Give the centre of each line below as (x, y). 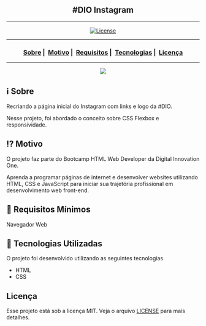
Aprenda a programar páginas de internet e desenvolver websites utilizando (102, 177)
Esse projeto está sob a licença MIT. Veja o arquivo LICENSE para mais (96, 311)
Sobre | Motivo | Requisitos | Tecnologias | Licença (103, 52)
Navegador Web (27, 224)
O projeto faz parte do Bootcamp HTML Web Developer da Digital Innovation (103, 158)
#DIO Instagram (103, 10)
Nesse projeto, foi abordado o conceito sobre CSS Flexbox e (83, 118)
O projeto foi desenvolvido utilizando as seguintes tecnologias (85, 258)
